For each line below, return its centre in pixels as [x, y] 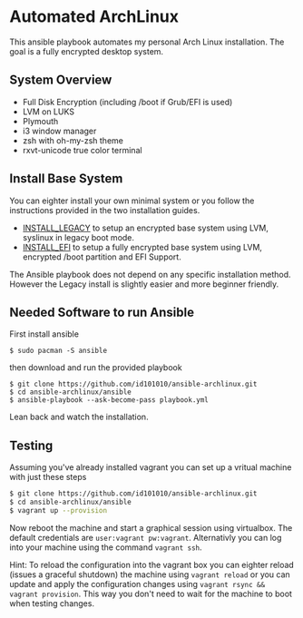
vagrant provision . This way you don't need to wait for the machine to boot [151, 593]
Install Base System [66, 179]
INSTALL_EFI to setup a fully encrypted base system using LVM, [142, 247]
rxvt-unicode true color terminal [82, 150]
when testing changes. [52, 603]
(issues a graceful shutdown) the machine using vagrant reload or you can [150, 574]
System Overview [61, 80]
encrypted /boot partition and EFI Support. [102, 257]
